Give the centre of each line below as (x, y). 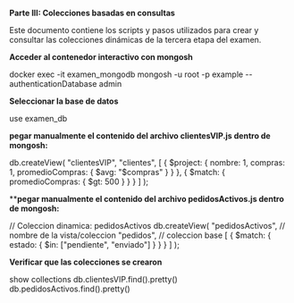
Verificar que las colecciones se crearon (86, 262)
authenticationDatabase (53, 84)
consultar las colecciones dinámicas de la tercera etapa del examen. (135, 40)
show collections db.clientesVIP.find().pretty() (94, 279)
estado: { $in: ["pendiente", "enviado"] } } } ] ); (95, 244)
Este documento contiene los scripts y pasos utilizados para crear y (134, 30)
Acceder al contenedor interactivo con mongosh (101, 57)
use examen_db (38, 118)
